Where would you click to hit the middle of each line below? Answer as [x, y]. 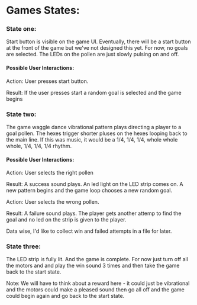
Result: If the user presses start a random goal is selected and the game [94, 92]
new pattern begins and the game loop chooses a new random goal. [89, 191]
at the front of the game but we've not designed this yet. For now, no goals [97, 48]
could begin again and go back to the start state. [65, 296]
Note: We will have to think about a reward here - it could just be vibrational [98, 283]
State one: [21, 29]
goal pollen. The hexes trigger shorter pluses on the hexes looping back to [97, 133]
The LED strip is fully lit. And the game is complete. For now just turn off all [97, 259]
